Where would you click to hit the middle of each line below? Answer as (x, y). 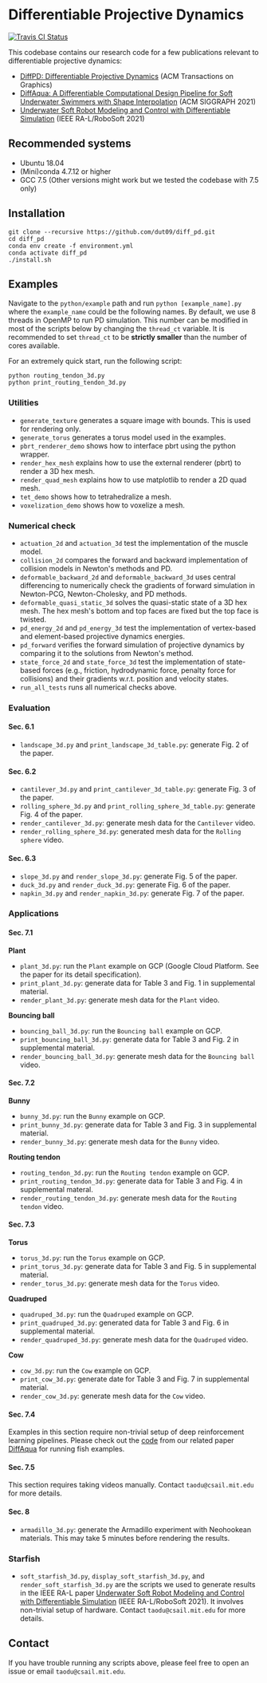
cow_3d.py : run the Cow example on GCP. (85, 1371)
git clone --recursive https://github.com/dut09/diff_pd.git (112, 232)
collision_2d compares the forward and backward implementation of (134, 559)
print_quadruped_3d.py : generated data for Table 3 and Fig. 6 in (124, 1323)
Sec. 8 (19, 1512)
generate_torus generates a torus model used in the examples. (123, 437)
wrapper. (35, 454)
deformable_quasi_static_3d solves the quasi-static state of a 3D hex (133, 602)
